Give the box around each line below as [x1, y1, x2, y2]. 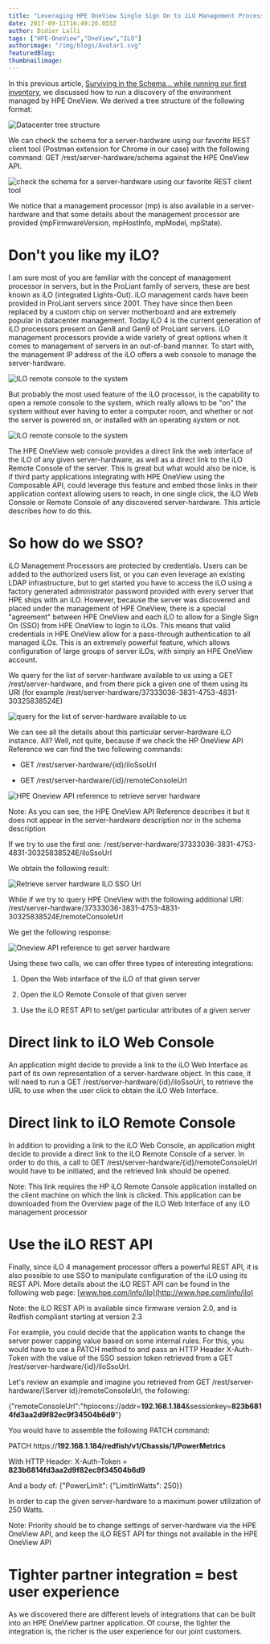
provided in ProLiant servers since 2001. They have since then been [8, 298, 233, 308]
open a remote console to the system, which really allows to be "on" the [8, 397, 247, 407]
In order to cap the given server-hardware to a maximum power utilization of [8, 1496, 261, 1506]
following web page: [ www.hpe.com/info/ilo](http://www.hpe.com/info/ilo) [8, 1288, 254, 1297]
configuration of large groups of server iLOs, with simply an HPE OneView [8, 646, 253, 656]
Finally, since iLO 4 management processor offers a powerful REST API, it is [8, 1262, 259, 1272]
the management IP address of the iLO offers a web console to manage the [8, 349, 257, 359]
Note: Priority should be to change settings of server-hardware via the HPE [8, 1520, 257, 1530]
